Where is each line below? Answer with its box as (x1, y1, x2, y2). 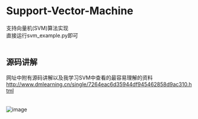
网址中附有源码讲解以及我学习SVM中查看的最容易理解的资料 (6, 74, 153, 81)
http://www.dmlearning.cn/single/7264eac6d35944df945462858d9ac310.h (6, 81, 192, 88)
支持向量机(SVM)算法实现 (6, 24, 69, 31)
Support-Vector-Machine (6, 4, 133, 18)
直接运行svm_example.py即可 (6, 31, 78, 39)
